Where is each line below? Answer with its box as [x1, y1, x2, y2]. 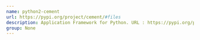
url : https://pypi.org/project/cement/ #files [6, 14, 121, 20]
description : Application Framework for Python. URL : [6, 19, 145, 25]
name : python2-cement [6, 8, 60, 15]
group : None [6, 25, 36, 31]
